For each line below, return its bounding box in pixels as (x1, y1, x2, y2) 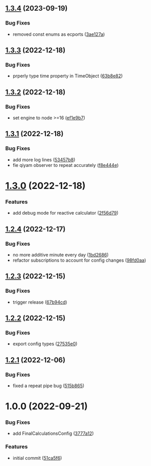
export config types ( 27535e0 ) (12, 341, 78, 347)
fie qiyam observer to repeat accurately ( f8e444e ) (12, 162, 119, 168)
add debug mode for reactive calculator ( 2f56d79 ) (12, 210, 119, 216)
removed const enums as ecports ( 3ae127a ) (12, 31, 105, 37)
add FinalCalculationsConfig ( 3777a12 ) (12, 430, 94, 437)
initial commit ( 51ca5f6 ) (12, 455, 62, 461)
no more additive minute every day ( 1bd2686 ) (12, 251, 109, 258)
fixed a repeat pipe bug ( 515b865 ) (12, 383, 85, 389)
